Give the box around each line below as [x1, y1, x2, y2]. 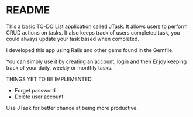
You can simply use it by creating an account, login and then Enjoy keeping [6, 58, 187, 65]
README [6, 4, 50, 17]
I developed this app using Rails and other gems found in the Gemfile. [6, 46, 174, 53]
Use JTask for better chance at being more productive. [6, 104, 139, 111]
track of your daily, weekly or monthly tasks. [6, 64, 113, 71]
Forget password [14, 87, 56, 94]
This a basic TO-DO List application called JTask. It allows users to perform [6, 23, 188, 30]
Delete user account [14, 93, 64, 100]
